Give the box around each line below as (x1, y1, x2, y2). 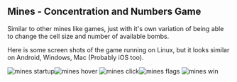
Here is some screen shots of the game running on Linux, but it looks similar (7, 45, 230, 54)
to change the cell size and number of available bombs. (7, 32, 170, 40)
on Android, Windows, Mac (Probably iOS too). (7, 53, 144, 61)
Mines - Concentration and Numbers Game (7, 6, 202, 18)
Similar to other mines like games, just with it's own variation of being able (7, 24, 224, 33)
